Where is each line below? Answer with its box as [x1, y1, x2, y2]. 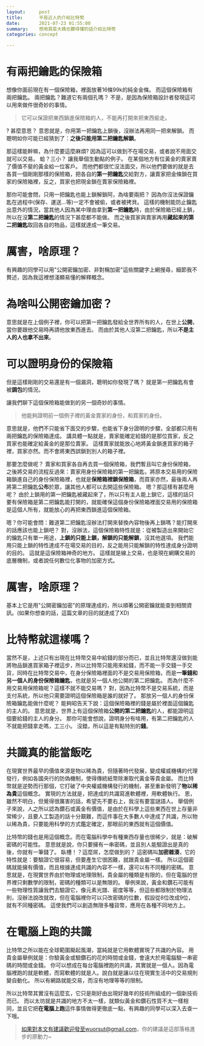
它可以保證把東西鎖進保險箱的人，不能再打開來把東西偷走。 [21, 114, 171, 121]
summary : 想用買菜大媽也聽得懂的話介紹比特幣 [6, 26, 117, 32]
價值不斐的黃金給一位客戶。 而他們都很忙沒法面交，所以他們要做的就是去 [11, 163, 194, 170]
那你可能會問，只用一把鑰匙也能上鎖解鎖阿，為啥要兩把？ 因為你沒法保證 [6, 191, 189, 198]
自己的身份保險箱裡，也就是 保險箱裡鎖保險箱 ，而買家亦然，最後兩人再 [22, 475, 198, 483]
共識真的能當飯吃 [6, 745, 92, 759]
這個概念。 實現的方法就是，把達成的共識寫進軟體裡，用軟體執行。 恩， [17, 790, 195, 797]
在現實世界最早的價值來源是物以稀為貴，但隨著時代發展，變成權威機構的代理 [6, 767, 198, 774]
